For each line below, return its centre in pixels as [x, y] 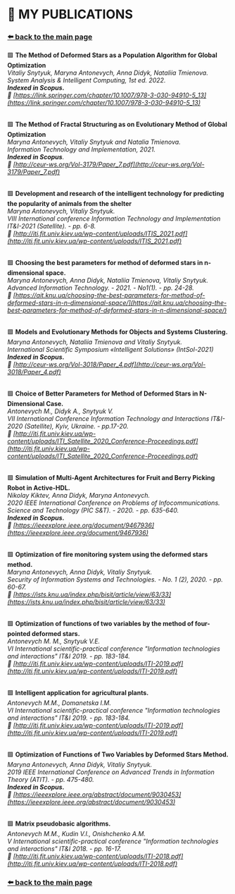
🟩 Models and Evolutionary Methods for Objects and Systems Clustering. [118, 332]
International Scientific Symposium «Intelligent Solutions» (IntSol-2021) [110, 350]
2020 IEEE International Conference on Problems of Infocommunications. [114, 503]
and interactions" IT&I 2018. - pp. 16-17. [64, 849]
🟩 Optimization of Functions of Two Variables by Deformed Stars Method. [118, 754]
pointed [19, 634]
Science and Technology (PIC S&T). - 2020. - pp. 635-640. [93, 510]
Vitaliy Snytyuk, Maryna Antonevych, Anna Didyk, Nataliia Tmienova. [108, 73]
